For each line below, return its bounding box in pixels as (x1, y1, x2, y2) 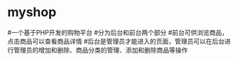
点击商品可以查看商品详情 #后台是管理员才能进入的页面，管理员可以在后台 (7, 36, 225, 46)
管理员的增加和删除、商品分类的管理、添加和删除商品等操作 (13, 46, 188, 54)
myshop (7, 4, 57, 20)
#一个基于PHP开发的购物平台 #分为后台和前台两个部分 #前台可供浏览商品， (7, 28, 229, 36)
